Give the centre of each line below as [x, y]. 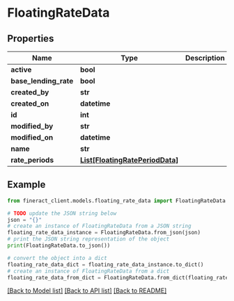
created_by [30, 92]
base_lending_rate [42, 81]
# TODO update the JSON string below [62, 213]
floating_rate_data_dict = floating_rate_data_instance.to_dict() [106, 265]
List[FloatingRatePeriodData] [129, 160]
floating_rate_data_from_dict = [54, 277]
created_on [30, 104]
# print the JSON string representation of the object [88, 239]
